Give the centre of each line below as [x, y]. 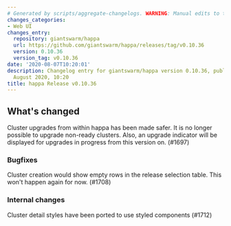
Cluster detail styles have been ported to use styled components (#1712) [110, 215]
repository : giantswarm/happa [56, 39]
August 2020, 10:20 [41, 77]
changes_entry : [29, 33]
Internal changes [36, 200]
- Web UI [20, 26]
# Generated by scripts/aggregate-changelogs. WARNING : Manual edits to [113, 13]
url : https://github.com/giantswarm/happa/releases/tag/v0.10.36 [109, 45]
